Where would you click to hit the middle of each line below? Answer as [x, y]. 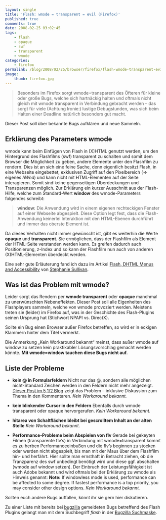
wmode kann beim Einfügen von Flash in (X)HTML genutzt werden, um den [82, 151]
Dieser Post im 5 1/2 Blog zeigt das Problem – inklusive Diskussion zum [84, 391]
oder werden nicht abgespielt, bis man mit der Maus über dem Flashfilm [85, 451]
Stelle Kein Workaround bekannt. [46, 426]
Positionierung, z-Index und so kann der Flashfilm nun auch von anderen [79, 249]
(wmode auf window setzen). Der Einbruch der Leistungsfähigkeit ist [82, 467]
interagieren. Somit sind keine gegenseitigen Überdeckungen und [72, 182]
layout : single [21, 10]
